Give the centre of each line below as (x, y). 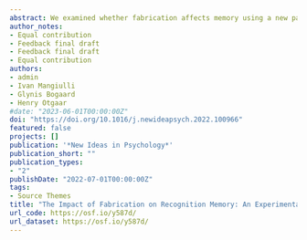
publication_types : (47, 162)
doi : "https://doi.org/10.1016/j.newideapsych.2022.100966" (127, 120)
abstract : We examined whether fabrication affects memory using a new (148, 18)
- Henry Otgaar (38, 103)
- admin (24, 78)
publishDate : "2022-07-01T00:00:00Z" (81, 179)
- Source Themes (40, 196)
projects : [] (34, 137)
